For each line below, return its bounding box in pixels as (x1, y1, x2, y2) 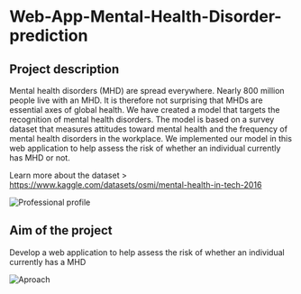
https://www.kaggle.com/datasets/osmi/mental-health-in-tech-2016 (9, 179, 262, 190)
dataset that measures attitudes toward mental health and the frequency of (9, 124, 288, 134)
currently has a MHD (9, 256, 87, 267)
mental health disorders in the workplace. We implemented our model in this (9, 133, 293, 143)
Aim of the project (9, 223, 113, 238)
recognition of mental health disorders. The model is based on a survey (9, 115, 275, 124)
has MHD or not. (9, 152, 70, 163)
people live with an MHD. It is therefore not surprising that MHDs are (9, 95, 263, 106)
